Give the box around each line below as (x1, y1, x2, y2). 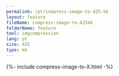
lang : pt (6, 36, 28, 42)
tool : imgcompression (6, 31, 59, 37)
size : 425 (6, 42, 30, 48)
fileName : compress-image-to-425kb (6, 19, 93, 25)
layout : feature (6, 14, 46, 20)
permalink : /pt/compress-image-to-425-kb (6, 8, 109, 15)
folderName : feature (6, 25, 57, 31)
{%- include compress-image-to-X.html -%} (6, 63, 113, 70)
